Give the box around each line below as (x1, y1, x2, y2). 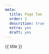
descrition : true (9, 21, 45, 26)
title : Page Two (9, 12, 42, 17)
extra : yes (9, 26, 32, 30)
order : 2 (9, 16, 27, 21)
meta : (5, 7, 16, 12)
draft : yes (9, 30, 32, 35)
